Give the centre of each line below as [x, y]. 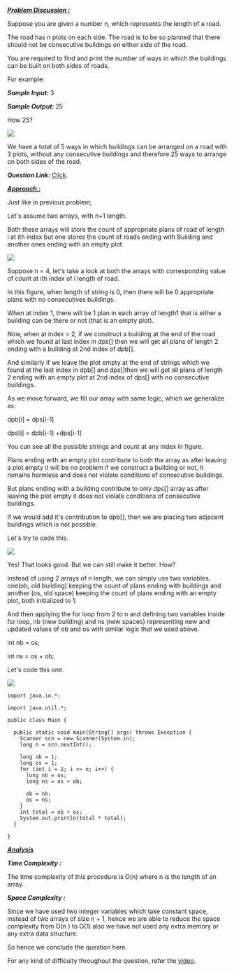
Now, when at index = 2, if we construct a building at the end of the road [111, 334]
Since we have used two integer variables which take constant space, [108, 911]
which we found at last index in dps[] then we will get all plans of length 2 [113, 341]
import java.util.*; [37, 708]
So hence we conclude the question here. [67, 947]
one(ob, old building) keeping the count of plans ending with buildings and [114, 585]
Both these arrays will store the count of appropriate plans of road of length [116, 229]
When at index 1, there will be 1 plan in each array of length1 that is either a [114, 313]
